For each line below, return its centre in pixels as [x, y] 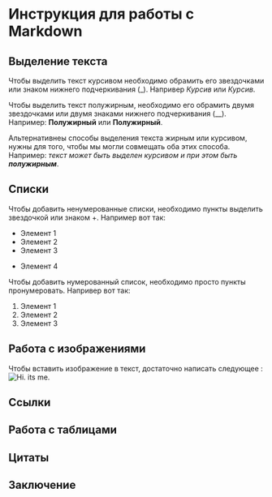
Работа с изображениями [77, 349]
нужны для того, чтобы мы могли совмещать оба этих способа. [119, 146]
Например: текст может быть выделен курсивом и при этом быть [123, 155]
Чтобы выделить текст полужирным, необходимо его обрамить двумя [131, 105]
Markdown [45, 31]
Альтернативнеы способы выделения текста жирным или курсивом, [128, 138]
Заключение [42, 485]
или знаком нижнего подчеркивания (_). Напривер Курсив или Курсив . [132, 89]
